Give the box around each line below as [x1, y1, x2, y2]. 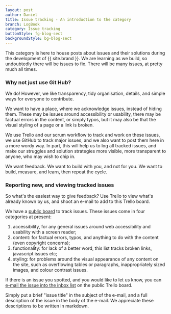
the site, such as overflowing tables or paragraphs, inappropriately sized [12, 261, 165, 268]
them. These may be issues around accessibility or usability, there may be [5, 111, 161, 117]
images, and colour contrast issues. [12, 267, 88, 273]
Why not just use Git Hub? [5, 78, 71, 86]
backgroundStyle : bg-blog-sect [5, 36, 72, 41]
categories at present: [5, 214, 52, 220]
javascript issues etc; [12, 251, 58, 257]
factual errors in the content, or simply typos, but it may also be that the [5, 117, 156, 123]
